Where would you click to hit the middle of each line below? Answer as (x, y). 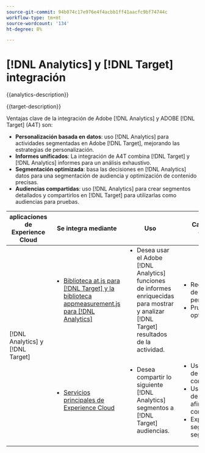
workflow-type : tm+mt (34, 18)
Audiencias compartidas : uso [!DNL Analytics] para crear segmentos (103, 189)
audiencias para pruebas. (47, 202)
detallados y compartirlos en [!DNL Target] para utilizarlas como (96, 195)
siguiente (150, 385)
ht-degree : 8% (24, 29)
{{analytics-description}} (38, 95)
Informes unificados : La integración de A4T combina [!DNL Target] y (103, 156)
